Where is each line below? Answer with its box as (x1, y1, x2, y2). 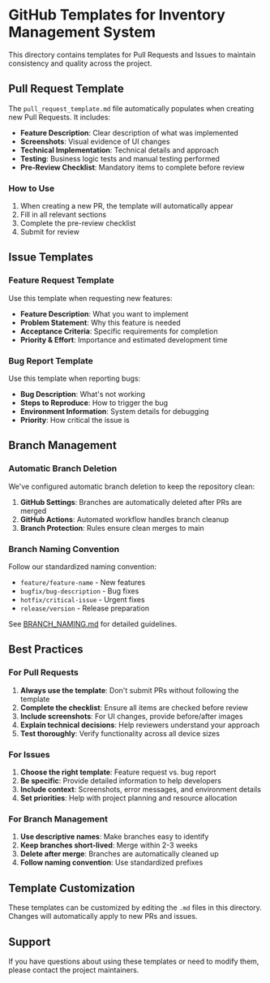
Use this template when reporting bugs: (8, 373, 141, 383)
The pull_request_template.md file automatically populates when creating (8, 103, 255, 113)
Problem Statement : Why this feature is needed (19, 317, 181, 327)
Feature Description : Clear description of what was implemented (19, 127, 239, 137)
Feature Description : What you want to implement (19, 308, 189, 318)
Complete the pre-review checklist (19, 218, 136, 228)
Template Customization (8, 881, 135, 895)
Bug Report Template (8, 355, 93, 366)
